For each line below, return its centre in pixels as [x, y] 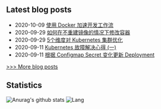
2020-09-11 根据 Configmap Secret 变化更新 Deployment [85, 54]
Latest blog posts [39, 10]
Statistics [24, 85]
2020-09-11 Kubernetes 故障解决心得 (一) [66, 47]
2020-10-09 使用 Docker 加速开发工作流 [64, 25]
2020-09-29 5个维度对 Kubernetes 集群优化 [69, 40]
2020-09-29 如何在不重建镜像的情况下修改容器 [72, 32]
